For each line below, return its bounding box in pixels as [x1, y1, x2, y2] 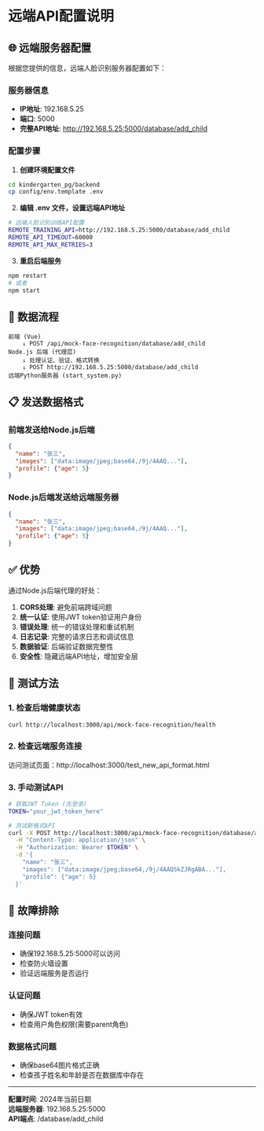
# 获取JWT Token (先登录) [8, 800, 87, 808]
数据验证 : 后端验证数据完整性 [19, 641, 114, 651]
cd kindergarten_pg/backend [8, 180, 101, 189]
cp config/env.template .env [8, 188, 104, 196]
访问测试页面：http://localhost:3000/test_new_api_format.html [8, 760, 210, 770]
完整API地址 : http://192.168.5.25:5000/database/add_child [19, 124, 208, 134]
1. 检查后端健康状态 [8, 702, 81, 713]
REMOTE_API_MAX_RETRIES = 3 [8, 241, 93, 249]
